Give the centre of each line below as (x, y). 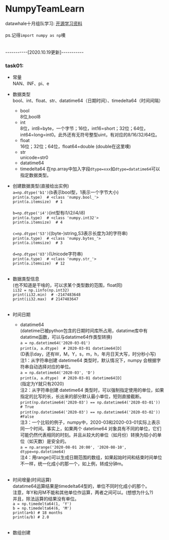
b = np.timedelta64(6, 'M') (42, 509)
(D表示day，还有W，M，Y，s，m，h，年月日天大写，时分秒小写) (88, 354)
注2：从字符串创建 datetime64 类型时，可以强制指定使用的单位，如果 (92, 390)
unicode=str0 (34, 158)
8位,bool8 (30, 117)
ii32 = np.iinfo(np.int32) (41, 290)
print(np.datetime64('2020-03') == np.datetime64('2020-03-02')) (90, 413)
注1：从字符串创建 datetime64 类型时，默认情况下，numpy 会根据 (88, 361)
